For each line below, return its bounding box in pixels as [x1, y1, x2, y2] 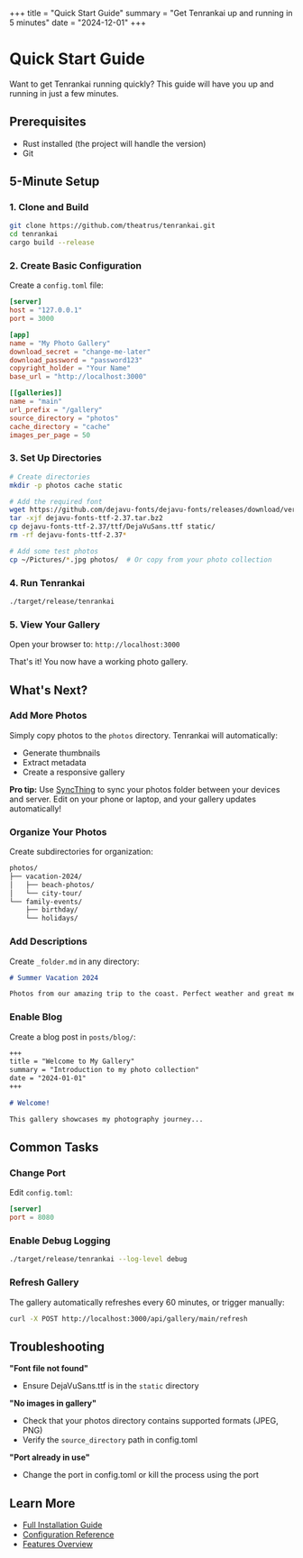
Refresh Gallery [9, 1276, 79, 1288]
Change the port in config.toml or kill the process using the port [22, 1470, 260, 1480]
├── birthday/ [25, 905, 78, 914]
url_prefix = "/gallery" [9, 405, 103, 414]
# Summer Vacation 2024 [9, 973, 99, 982]
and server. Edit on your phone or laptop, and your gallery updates [9, 793, 257, 804]
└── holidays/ [25, 914, 78, 923]
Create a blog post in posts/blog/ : [9, 1031, 136, 1042]
